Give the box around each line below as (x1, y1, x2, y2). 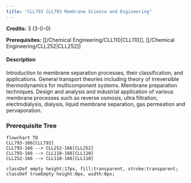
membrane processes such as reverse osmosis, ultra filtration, (6, 94, 158, 101)
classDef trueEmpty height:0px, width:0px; (6, 171, 115, 177)
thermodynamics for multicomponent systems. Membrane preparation (6, 81, 177, 89)
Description (6, 56, 36, 63)
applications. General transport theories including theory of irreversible (6, 75, 179, 83)
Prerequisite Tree (6, 122, 57, 130)
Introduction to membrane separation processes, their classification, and (6, 69, 183, 76)
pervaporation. (6, 107, 43, 114)
